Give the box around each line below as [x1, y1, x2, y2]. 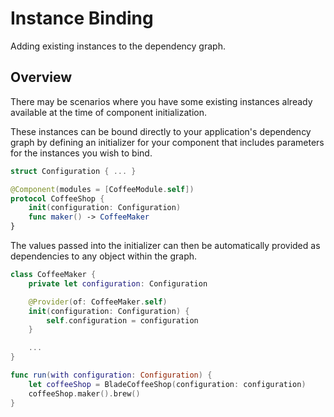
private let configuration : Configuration [28, 278, 208, 289]
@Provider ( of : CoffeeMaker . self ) [28, 297, 168, 307]
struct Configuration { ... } [10, 166, 137, 176]
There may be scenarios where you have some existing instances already [10, 95, 313, 107]
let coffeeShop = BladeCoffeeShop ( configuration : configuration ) [28, 379, 307, 389]
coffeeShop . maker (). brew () [28, 388, 141, 399]
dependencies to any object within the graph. [10, 250, 198, 262]
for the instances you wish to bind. [10, 147, 153, 159]
